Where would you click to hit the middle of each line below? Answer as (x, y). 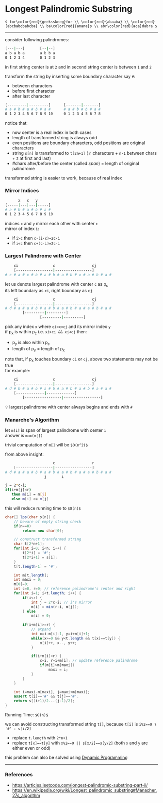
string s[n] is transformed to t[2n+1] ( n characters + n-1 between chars (84, 153)
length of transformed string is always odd (54, 138)
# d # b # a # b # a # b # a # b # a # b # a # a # (58, 389)
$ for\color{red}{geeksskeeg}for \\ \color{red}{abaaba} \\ (67, 22)
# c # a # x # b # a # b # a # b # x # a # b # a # (58, 275)
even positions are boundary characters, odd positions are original (78, 143)
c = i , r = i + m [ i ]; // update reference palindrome (89, 661)
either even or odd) (31, 748)
